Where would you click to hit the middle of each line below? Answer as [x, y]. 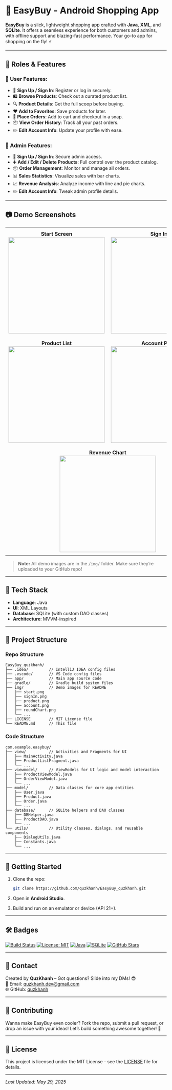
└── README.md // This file [41, 724]
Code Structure [25, 737]
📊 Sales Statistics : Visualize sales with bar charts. [66, 176]
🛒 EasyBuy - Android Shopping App [82, 11]
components [17, 833]
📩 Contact [21, 966]
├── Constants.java [35, 842]
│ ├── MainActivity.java [34, 756]
